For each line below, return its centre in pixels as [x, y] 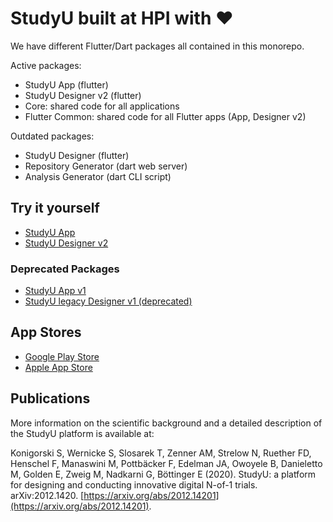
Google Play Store [62, 356]
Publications [50, 398]
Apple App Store [58, 367]
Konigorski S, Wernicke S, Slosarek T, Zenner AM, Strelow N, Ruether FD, [161, 453]
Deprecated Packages [65, 269]
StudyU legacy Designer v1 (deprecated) [108, 301]
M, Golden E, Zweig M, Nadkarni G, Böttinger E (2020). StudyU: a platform [163, 474]
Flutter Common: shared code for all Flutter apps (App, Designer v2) [165, 116]
